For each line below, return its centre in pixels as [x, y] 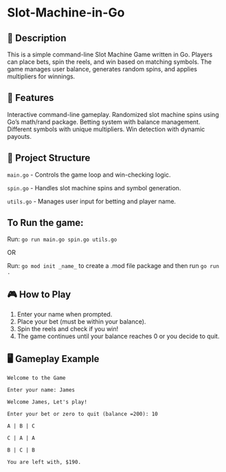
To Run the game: [45, 223]
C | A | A [21, 438]
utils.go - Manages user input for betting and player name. [92, 201]
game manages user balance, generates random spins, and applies [102, 69]
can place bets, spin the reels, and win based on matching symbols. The [109, 62]
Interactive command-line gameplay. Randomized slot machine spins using [113, 114]
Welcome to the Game [37, 378]
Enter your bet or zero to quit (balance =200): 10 [82, 414]
